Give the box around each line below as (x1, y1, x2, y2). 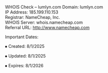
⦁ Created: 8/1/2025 (5, 44, 45, 49)
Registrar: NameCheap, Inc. (5, 15, 61, 20)
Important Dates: (5, 34, 39, 40)
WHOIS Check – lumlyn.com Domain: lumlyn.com (5, 4, 103, 10)
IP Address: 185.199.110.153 (5, 9, 59, 15)
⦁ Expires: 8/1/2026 (5, 63, 44, 68)
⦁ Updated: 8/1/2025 (5, 53, 46, 58)
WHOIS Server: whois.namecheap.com (5, 19, 83, 25)
